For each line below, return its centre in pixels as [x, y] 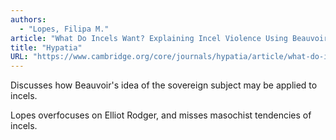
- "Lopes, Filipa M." [64, 29]
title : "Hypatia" [46, 47]
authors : [28, 19]
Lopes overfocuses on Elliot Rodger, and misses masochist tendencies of [161, 115]
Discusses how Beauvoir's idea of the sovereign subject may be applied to [164, 85]
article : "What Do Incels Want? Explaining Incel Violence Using [149, 38]
